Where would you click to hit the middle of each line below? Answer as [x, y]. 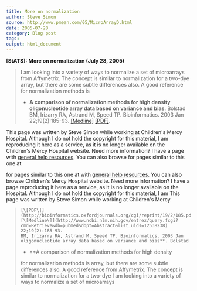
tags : [13, 39]
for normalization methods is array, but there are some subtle [94, 263]
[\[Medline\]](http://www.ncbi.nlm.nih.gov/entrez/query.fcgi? [99, 220]
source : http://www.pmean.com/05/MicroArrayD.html [69, 22]
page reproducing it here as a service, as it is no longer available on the [92, 187]
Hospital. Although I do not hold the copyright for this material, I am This [93, 193]
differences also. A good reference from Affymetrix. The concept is [102, 269]
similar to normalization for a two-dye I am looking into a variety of [101, 275]
